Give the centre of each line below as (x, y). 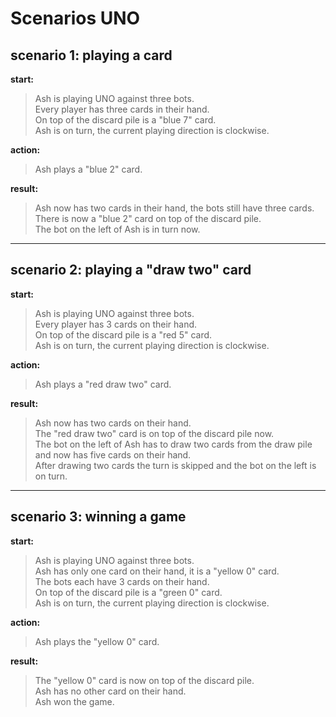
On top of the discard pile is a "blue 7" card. (125, 120)
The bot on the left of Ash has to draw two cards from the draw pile (173, 444)
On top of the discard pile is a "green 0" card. (128, 592)
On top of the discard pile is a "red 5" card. (123, 334)
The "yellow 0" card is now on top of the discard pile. (144, 680)
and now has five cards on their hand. (113, 454)
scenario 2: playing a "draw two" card (131, 270)
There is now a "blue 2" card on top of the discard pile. (148, 218)
